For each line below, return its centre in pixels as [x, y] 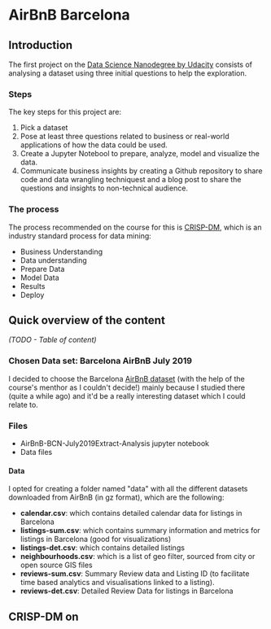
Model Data [39, 277]
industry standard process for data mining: [80, 236]
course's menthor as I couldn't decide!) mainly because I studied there [127, 387]
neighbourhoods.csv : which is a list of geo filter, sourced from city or [138, 557]
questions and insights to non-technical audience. [104, 188]
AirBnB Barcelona [69, 15]
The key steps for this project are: [65, 112]
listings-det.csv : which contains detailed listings [103, 548]
